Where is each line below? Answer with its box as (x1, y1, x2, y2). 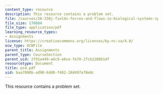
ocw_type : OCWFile (5, 43, 42, 48)
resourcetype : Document (5, 61, 53, 66)
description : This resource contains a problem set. (5, 12, 114, 16)
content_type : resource (5, 7, 53, 12)
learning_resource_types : (5, 30, 57, 34)
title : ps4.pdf (5, 66, 36, 71)
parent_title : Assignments (5, 47, 60, 52)
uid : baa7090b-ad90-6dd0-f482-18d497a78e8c (5, 70, 95, 75)
